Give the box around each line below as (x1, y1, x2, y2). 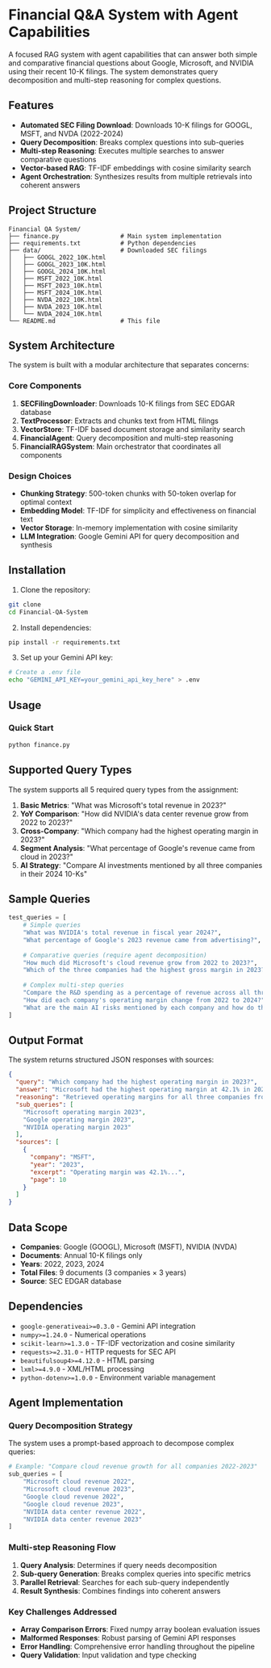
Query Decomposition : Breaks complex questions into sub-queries (19, 137, 244, 147)
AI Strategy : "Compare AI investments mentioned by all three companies (19, 860, 263, 870)
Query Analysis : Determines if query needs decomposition (19, 1560, 218, 1570)
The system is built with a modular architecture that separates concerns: (8, 360, 249, 370)
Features (8, 98, 54, 112)
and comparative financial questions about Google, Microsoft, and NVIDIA (8, 58, 254, 68)
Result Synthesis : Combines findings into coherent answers (19, 1586, 221, 1595)
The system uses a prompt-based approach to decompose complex (8, 1439, 235, 1448)
